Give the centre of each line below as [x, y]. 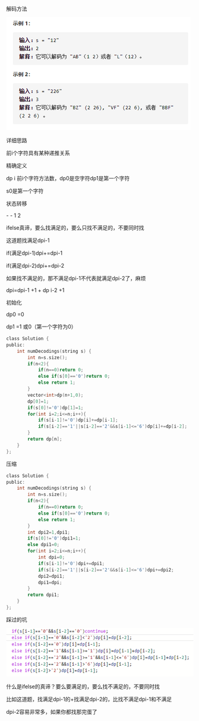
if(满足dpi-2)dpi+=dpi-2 [35, 266]
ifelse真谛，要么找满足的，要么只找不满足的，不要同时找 [75, 228]
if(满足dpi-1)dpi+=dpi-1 [34, 253]
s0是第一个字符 [25, 191]
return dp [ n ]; [45, 439]
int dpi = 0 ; [51, 557]
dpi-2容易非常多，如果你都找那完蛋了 [52, 711]
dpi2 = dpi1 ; [51, 576]
